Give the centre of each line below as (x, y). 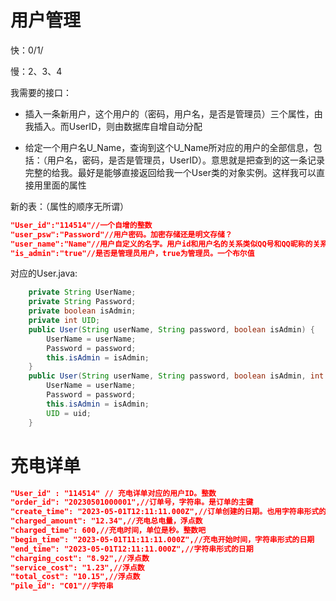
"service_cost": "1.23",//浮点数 (77, 567)
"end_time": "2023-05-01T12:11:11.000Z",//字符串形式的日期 (132, 549)
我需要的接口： (41, 92)
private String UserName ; (82, 292)
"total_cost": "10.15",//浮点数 (75, 577)
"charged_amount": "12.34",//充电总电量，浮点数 (106, 521)
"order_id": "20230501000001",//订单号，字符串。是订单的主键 (132, 502)
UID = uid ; (69, 413)
